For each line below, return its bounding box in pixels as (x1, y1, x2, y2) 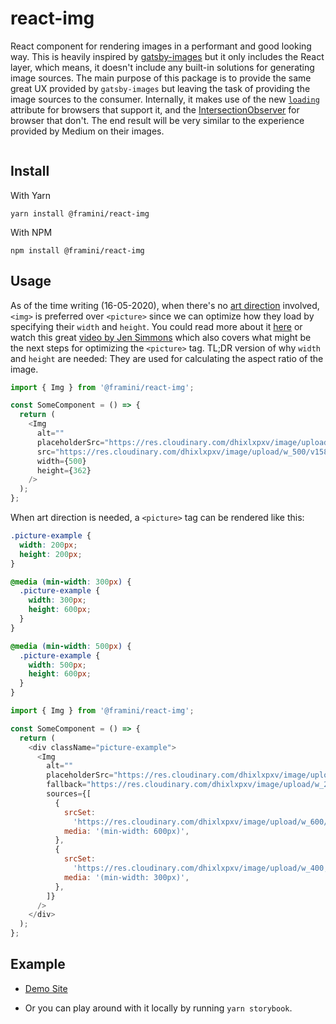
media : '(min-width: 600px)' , (63, 826, 190, 836)
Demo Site (24, 982, 68, 994)
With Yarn (10, 189, 52, 201)
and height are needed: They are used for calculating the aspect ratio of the (10, 352, 324, 364)
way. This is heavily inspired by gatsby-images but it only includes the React (10, 50, 325, 62)
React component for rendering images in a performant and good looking (10, 40, 312, 52)
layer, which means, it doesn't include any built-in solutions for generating (10, 61, 315, 73)
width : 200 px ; (19, 540, 78, 550)
